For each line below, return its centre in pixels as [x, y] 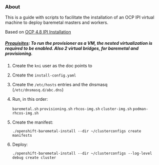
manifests [22, 136]
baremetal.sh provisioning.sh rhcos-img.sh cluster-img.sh [72, 109]
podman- [140, 109]
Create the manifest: [33, 122]
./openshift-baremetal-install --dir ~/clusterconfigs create [77, 131]
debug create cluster [34, 158]
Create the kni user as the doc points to [52, 66]
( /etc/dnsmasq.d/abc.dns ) [38, 90]
